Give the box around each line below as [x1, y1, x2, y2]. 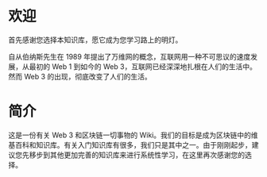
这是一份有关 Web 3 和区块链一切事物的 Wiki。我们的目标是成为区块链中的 [8, 130, 252, 140]
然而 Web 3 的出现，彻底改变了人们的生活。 [8, 71, 153, 81]
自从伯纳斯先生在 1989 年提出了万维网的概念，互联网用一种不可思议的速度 [8, 52, 251, 61]
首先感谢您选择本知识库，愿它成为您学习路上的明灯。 [8, 35, 183, 44]
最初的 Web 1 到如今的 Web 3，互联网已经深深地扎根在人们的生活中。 [29, 61, 257, 71]
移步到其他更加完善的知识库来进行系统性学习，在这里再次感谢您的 [29, 150, 245, 160]
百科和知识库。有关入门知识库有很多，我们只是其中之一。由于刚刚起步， [14, 140, 252, 149]
